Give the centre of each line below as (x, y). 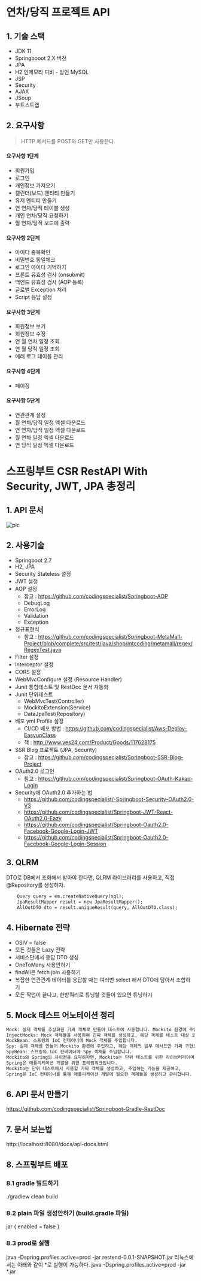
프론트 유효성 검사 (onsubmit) (50, 275)
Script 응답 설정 (33, 297)
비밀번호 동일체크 (35, 260)
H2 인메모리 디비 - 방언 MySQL (52, 72)
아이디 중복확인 (33, 252)
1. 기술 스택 (25, 36)
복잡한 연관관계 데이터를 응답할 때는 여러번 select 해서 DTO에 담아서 (95, 980)
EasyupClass (40, 735)
